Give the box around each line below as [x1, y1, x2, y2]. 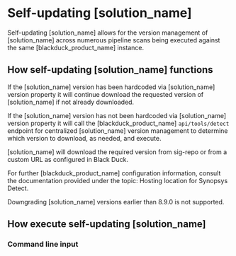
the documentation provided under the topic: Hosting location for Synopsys [7, 176, 228, 185]
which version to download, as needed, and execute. [7, 134, 162, 142]
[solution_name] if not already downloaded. [7, 98, 135, 106]
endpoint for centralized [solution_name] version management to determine [7, 126, 228, 135]
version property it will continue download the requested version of [7, 90, 204, 98]
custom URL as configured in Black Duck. [7, 155, 129, 163]
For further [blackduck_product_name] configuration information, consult [7, 168, 221, 178]
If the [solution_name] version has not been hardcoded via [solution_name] [7, 111, 227, 120]
